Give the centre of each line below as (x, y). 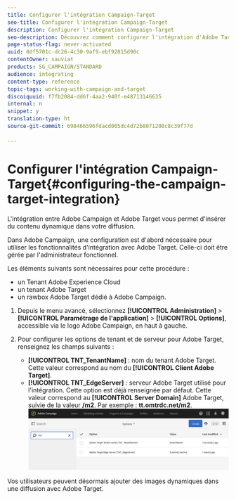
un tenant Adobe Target (52, 289)
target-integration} (64, 199)
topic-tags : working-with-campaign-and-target (77, 89)
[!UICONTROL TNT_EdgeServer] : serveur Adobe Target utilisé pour (127, 383)
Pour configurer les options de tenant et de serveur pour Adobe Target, (120, 339)
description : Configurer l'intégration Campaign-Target (91, 30)
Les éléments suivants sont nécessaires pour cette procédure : (98, 268)
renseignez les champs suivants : (66, 346)
